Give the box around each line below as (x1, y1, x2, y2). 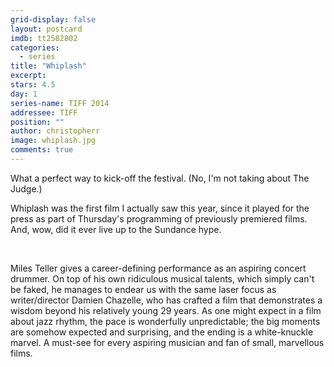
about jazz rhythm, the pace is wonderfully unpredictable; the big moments (10, 315, 321, 327)
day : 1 (10, 89, 38, 99)
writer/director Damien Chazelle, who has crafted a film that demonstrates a (10, 294, 323, 306)
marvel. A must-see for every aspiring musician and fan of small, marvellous (10, 336, 325, 348)
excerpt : (10, 71, 47, 81)
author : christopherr (10, 126, 101, 136)
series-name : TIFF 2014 (10, 98, 110, 108)
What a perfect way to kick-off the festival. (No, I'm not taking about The (10, 172, 310, 184)
